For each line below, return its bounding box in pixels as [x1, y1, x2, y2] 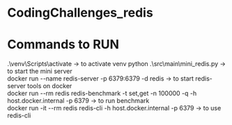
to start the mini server [7, 67, 72, 76]
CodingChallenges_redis [7, 5, 153, 21]
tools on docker [27, 82, 72, 90]
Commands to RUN [7, 37, 120, 53]
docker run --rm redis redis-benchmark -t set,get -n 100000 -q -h [7, 89, 197, 98]
